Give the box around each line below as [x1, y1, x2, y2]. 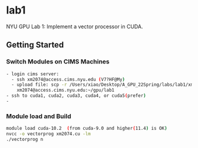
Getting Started [6, 40, 64, 50]
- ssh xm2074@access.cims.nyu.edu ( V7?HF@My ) [11, 76, 126, 82]
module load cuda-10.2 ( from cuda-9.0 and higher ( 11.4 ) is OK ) [6, 126, 167, 132]
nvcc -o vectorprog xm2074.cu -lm [6, 131, 91, 137]
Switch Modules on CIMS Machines [6, 58, 110, 66]
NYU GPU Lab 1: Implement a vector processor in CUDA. [6, 23, 143, 30]
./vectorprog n [6, 136, 44, 142]
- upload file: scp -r [11, 82, 67, 88]
